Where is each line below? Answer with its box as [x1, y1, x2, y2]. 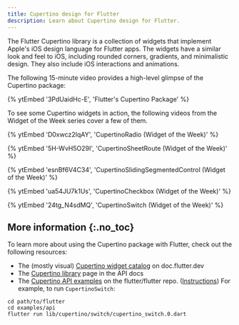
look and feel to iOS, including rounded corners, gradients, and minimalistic [7, 51, 229, 61]
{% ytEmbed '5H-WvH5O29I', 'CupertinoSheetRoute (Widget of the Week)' [7, 144, 228, 152]
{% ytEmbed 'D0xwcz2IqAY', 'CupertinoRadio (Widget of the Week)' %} [7, 130, 219, 139]
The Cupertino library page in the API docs [17, 269, 144, 278]
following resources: [7, 248, 68, 256]
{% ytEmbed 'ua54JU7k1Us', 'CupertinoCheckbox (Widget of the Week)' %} [7, 186, 232, 195]
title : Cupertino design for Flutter [7, 10, 120, 18]
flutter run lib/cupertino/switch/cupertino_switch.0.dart [7, 311, 187, 318]
